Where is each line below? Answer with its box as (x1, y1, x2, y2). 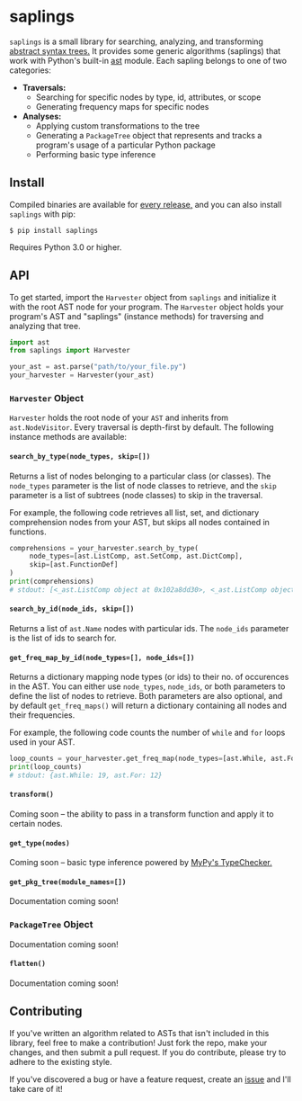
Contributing (9, 1004, 83, 1019)
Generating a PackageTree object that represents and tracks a (35, 130, 262, 140)
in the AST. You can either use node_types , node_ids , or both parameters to (9, 681, 286, 692)
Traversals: (22, 82, 67, 93)
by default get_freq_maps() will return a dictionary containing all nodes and (9, 700, 288, 712)
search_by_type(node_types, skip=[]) (9, 452, 151, 461)
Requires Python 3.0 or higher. (9, 241, 122, 253)
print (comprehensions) (9, 577, 94, 586)
